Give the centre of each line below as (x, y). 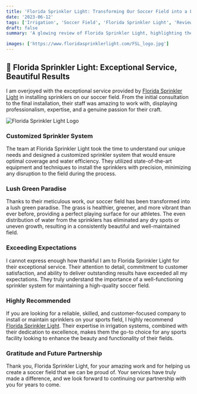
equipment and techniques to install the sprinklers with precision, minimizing (98, 167)
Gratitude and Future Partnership (54, 353)
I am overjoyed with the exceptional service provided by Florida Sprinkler (94, 91)
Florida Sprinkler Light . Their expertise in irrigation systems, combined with (97, 326)
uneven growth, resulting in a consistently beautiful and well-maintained (93, 227)
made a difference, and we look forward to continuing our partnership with (96, 379)
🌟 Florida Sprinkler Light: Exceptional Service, (91, 68)
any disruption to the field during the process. (61, 174)
